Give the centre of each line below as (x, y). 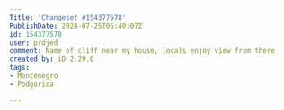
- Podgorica (31, 84)
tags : (19, 68)
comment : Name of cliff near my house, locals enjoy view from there (142, 51)
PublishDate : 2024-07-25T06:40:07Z (76, 26)
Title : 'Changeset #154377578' (68, 17)
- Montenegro (34, 76)
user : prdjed (34, 42)
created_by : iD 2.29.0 (52, 59)
